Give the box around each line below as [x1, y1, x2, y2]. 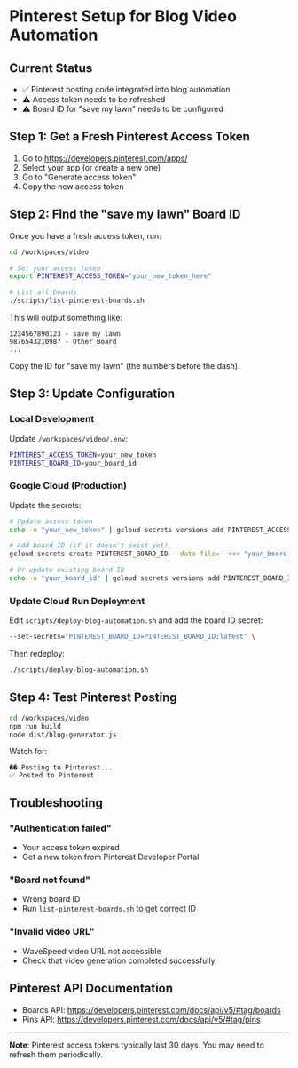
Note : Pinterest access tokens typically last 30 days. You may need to [9, 1040, 264, 1050]
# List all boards [9, 288, 77, 297]
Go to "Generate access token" [21, 171, 137, 182]
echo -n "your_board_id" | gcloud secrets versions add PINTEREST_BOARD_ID [9, 574, 295, 583]
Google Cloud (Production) [9, 480, 127, 492]
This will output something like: [9, 313, 122, 323]
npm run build [9, 721, 62, 730]
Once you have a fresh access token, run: [9, 230, 161, 241]
